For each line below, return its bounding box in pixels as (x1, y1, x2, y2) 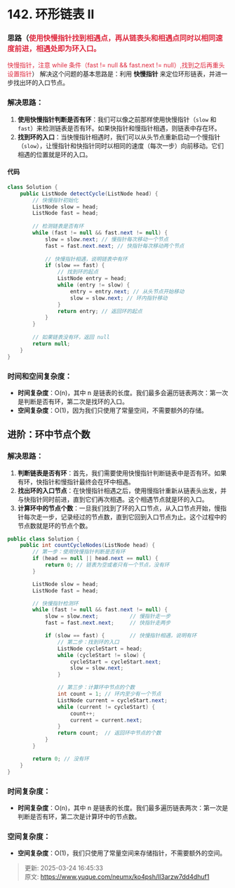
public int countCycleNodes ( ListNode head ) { (20, 542, 156, 549)
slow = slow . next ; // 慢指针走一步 (44, 613, 171, 620)
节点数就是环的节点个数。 (17, 521, 92, 530)
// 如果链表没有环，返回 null (32, 334, 110, 341)
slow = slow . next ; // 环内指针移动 (69, 294, 168, 302)
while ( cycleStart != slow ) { (57, 651, 146, 658)
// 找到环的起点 (57, 268, 99, 276)
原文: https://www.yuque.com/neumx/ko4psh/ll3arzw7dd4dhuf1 (24, 873, 210, 881)
